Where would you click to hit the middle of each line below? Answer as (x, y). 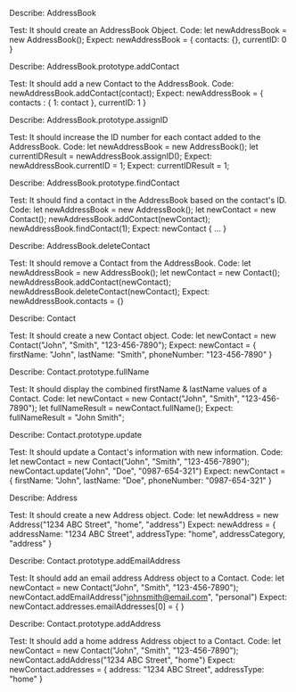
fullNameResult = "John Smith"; (67, 417)
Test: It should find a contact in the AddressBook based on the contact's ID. (148, 200)
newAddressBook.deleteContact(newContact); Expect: (110, 292)
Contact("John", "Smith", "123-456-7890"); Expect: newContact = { (133, 345)
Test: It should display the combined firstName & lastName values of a (138, 389)
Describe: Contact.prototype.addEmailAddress (95, 560)
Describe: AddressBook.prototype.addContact (95, 66)
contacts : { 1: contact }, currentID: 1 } (78, 103)
